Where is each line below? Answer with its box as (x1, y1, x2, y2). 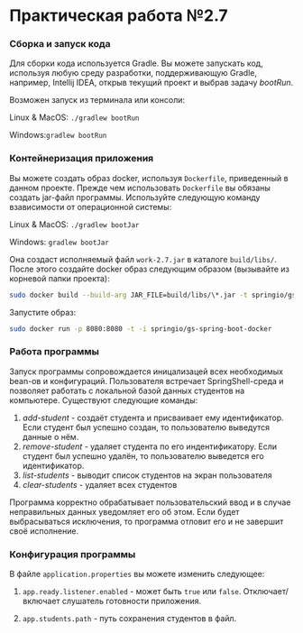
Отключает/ (243, 586, 289, 597)
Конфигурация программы (9, 547, 136, 560)
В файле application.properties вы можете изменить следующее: (9, 569, 265, 580)
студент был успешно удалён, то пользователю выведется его (22, 450, 264, 461)
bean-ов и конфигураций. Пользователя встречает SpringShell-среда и (9, 375, 284, 386)
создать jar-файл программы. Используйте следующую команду (9, 191, 261, 203)
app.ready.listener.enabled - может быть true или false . (22, 586, 242, 597)
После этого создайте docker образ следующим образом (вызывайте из (9, 263, 290, 274)
